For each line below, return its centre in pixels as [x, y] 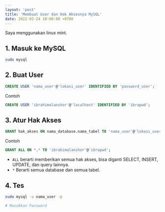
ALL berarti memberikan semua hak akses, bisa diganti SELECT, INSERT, [85, 159]
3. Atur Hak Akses [33, 121]
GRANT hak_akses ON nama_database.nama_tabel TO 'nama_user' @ [70, 132]
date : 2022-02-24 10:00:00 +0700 [39, 19]
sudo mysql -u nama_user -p [34, 197]
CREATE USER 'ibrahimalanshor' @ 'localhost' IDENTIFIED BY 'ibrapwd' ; [78, 105]
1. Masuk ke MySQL [36, 48]
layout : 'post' [21, 10]
